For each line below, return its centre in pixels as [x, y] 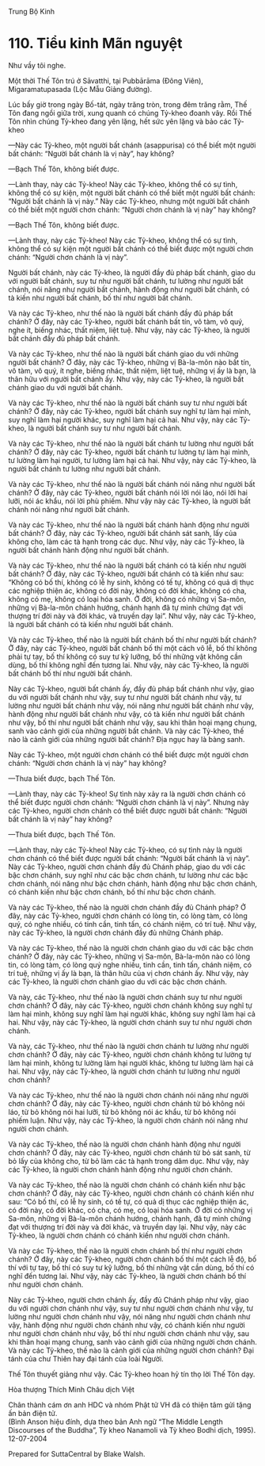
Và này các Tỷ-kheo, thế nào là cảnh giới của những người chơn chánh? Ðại [131, 1350]
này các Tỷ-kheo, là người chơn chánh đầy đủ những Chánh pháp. [116, 932]
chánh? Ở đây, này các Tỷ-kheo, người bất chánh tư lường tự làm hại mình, [129, 452]
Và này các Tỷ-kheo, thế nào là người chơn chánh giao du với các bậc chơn [131, 947]
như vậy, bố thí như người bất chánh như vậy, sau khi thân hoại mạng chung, [132, 722]
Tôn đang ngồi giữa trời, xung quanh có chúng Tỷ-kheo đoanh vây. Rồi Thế [130, 113]
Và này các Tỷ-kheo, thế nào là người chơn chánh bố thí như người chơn [125, 1250]
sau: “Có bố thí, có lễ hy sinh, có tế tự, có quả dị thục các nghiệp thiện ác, [129, 1201]
